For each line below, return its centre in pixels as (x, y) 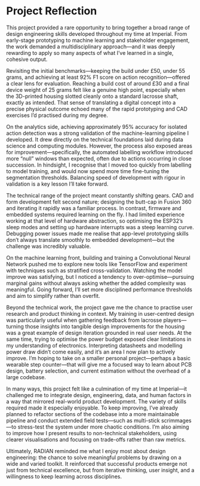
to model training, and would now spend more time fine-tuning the (88, 171)
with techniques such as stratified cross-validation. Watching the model (94, 270)
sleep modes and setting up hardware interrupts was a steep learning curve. (100, 227)
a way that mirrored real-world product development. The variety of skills (96, 401)
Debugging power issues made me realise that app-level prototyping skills (98, 233)
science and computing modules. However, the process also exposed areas (99, 146)
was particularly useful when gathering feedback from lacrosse (84, 320)
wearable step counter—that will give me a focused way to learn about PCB (99, 364)
